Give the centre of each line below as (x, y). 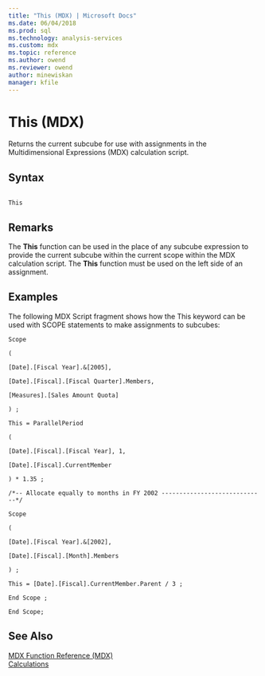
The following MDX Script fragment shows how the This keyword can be (127, 316)
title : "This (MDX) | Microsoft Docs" (72, 16)
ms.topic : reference (43, 53)
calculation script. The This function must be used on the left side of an (126, 263)
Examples (33, 297)
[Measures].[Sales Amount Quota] (64, 395)
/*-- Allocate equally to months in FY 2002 (83, 493)
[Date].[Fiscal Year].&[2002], (60, 542)
